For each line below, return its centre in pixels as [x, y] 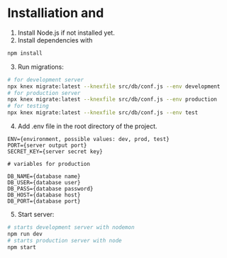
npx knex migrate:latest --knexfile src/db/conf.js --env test [103, 113]
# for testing [28, 106]
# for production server [44, 93]
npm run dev [25, 234]
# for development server [45, 79]
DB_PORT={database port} [44, 201]
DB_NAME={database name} [44, 176]
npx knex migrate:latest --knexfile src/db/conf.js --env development [114, 86]
